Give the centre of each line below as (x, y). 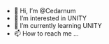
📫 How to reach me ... (46, 34)
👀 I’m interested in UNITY (50, 18)
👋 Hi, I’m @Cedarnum (45, 11)
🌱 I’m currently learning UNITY (58, 25)
